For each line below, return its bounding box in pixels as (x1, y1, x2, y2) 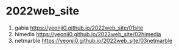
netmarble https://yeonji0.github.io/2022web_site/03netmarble (14, 37, 173, 44)
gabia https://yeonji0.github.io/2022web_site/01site (14, 24, 144, 31)
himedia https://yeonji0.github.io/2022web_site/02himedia (14, 30, 161, 37)
